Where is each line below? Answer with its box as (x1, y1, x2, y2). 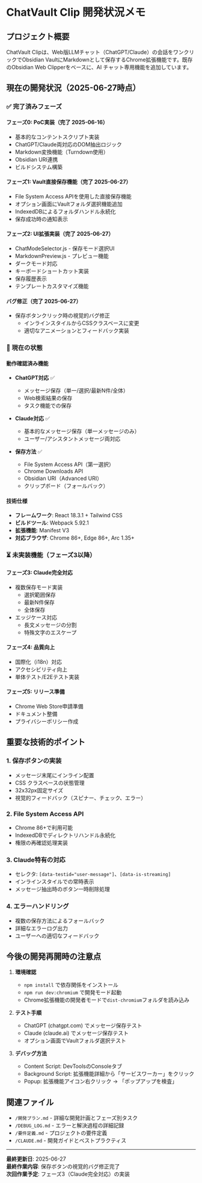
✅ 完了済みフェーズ (6, 103, 62, 111)
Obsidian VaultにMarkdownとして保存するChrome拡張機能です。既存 (22, 56, 193, 63)
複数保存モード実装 (14, 583, 63, 591)
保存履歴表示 (14, 275, 47, 282)
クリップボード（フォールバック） (23, 482, 109, 490)
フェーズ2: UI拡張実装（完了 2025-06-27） (6, 230, 114, 238)
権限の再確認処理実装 (14, 839, 68, 846)
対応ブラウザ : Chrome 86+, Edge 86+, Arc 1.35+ (14, 534, 135, 541)
